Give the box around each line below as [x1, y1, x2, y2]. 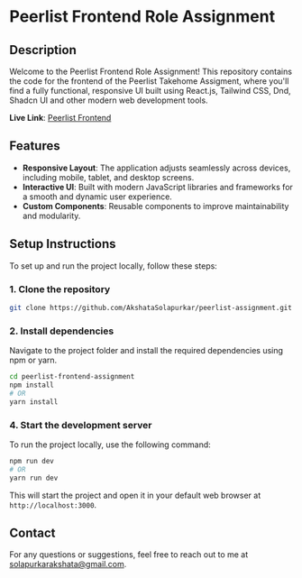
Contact [9, 525, 56, 540]
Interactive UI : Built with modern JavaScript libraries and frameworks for [22, 181, 293, 192]
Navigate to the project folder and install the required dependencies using [9, 345, 284, 356]
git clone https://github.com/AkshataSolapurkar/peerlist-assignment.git [9, 303, 293, 312]
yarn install [9, 397, 59, 407]
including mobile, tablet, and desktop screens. [22, 171, 195, 182]
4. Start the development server [9, 418, 152, 431]
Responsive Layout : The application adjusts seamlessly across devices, [22, 162, 291, 173]
